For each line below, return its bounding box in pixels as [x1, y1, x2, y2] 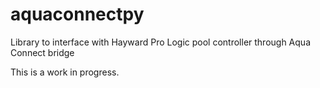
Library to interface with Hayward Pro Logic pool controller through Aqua [10, 36, 311, 48]
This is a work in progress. [10, 66, 120, 78]
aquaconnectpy [10, 3, 145, 26]
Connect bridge [10, 46, 75, 58]
